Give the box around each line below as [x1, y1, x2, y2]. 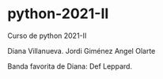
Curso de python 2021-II [7, 31, 87, 40]
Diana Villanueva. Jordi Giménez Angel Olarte [7, 46, 156, 55]
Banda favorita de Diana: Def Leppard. [7, 61, 132, 71]
